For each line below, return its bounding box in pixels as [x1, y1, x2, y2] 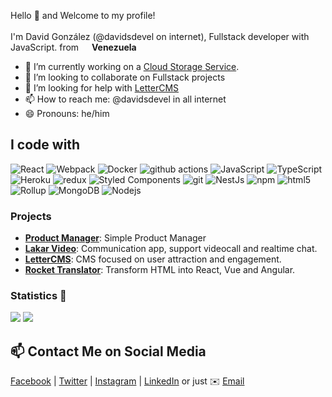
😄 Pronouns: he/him [24, 108, 110, 119]
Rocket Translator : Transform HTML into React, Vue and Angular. [24, 264, 296, 276]
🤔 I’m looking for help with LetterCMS [24, 82, 180, 94]
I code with [10, 136, 81, 154]
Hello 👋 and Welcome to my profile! [10, 10, 156, 21]
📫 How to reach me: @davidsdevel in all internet [24, 93, 227, 105]
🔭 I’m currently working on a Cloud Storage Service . [24, 61, 240, 72]
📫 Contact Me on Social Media [10, 343, 207, 360]
